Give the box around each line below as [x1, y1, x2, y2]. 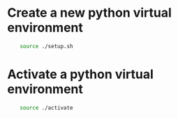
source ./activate [20, 104, 73, 111]
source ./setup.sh [20, 43, 73, 50]
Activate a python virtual [7, 66, 154, 82]
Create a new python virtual [7, 5, 172, 21]
